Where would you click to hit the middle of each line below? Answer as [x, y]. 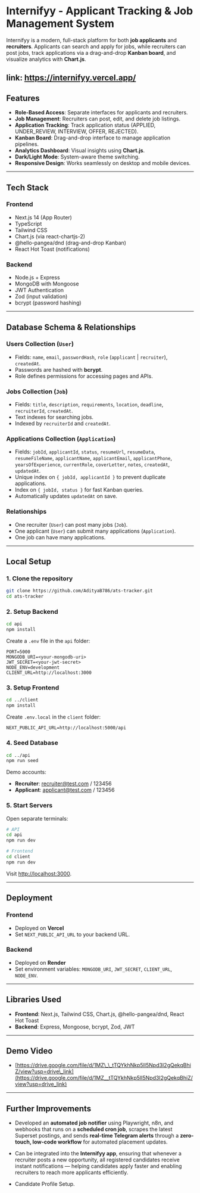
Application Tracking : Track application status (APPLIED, [85, 125]
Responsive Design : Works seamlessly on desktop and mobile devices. [103, 163]
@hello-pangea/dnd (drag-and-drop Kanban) [71, 243]
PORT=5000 [18, 652]
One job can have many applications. [60, 537]
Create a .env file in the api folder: [48, 641]
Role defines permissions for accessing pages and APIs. [84, 376]
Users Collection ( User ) [40, 344]
